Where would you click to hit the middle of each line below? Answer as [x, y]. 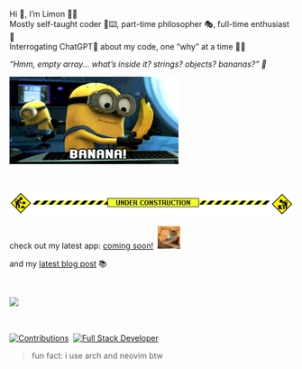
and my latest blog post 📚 [58, 264]
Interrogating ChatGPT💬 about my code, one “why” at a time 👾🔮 [128, 46]
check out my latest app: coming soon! [82, 246]
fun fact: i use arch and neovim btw [97, 355]
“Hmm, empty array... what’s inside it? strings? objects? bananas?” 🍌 [138, 64]
